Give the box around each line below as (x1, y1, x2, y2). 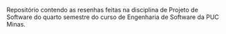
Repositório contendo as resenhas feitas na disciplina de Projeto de (6, 6, 198, 14)
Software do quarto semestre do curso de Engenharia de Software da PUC (6, 13, 219, 21)
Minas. (6, 20, 26, 28)
